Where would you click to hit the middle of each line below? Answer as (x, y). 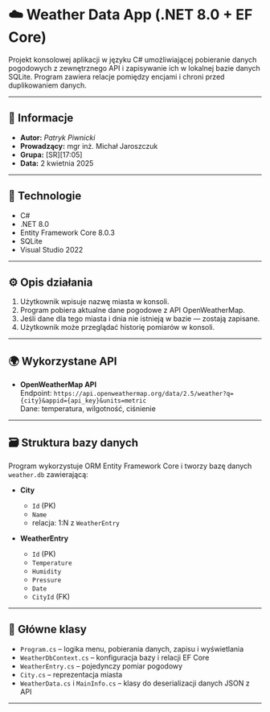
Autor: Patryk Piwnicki (57, 138)
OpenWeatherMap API (58, 385)
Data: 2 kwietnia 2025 (57, 163)
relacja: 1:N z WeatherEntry (76, 523)
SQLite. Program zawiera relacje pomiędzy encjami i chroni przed (117, 76)
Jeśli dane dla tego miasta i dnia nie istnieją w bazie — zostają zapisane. (140, 319)
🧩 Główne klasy (47, 630)
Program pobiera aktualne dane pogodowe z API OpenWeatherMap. (132, 311)
